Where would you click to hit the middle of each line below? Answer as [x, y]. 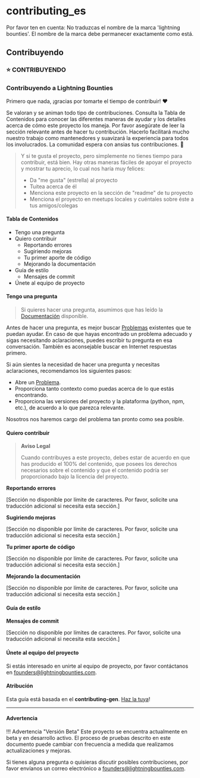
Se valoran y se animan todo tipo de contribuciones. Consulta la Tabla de [96, 113]
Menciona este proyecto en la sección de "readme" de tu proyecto [111, 192]
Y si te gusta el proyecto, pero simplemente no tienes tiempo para [101, 155]
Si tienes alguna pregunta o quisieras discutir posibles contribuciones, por [97, 762]
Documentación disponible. [54, 316]
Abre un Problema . [38, 382]
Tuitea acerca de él [53, 186]
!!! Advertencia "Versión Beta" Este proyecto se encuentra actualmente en [97, 732]
